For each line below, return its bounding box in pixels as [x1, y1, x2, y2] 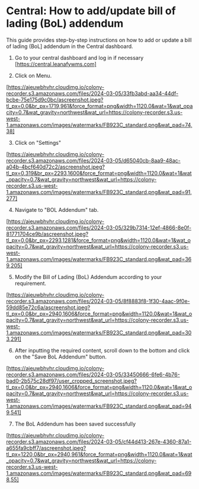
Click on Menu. [14, 72, 52, 79]
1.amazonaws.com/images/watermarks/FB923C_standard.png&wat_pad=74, [6, 121, 192, 128]
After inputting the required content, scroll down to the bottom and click [14, 347, 190, 354]
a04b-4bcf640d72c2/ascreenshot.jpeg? [6, 163, 105, 170]
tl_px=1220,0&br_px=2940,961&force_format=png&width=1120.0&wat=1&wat [6, 450, 192, 458]
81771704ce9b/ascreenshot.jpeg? [6, 230, 89, 237]
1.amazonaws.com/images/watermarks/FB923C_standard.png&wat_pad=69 [6, 469, 192, 477]
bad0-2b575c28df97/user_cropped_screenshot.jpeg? [6, 377, 137, 384]
